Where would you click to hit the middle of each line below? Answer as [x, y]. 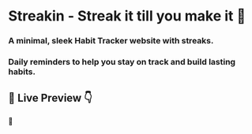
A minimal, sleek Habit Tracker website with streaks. [111, 41]
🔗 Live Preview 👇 [50, 98]
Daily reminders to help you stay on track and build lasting [122, 62]
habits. [22, 72]
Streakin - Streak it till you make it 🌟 [127, 16]
